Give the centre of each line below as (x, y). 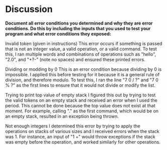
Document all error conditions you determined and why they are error (79, 23)
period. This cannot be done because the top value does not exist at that (80, 105)
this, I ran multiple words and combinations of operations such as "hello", (81, 54)
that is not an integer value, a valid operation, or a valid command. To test (81, 49)
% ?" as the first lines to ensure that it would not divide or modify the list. (80, 85)
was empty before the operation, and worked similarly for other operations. (83, 142)
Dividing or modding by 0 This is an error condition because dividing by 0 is (83, 69)
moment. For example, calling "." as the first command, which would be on (82, 111)
